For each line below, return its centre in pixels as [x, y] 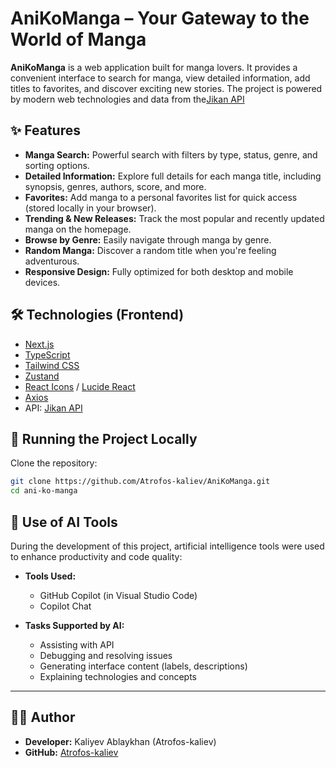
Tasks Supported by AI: [74, 625]
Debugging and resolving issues [106, 655]
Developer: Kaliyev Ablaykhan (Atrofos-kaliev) [120, 741]
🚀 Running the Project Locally [104, 438]
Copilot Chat [65, 606]
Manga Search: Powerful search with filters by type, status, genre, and [171, 154]
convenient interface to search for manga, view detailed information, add [160, 78]
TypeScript [47, 354]
